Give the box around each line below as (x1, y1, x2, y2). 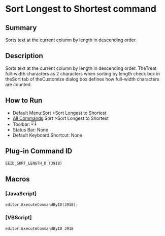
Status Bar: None (12, 126, 49, 133)
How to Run (5, 96, 43, 105)
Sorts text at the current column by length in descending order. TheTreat (5, 65, 157, 71)
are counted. (5, 81, 32, 87)
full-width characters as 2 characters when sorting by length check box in (5, 70, 160, 76)
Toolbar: (12, 121, 30, 127)
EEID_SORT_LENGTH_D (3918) (5, 161, 62, 166)
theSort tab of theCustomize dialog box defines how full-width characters (5, 76, 159, 82)
